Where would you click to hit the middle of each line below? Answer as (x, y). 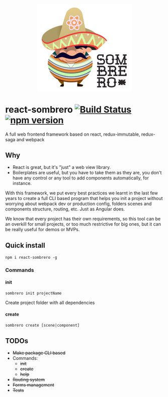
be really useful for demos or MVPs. (43, 230)
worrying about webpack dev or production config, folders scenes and (78, 204)
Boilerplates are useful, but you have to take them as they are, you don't (87, 173)
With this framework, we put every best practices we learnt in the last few (82, 193)
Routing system (29, 380)
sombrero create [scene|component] (43, 326)
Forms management (33, 385)
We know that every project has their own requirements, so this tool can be (83, 219)
